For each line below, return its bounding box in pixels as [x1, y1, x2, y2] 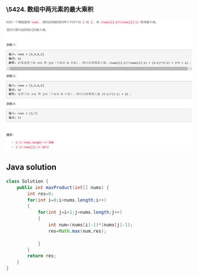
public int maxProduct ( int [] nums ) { [16, 184, 110, 190]
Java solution [6, 162, 57, 172]
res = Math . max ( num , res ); [48, 228, 107, 234]
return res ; [27, 253, 57, 259]
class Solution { [6, 178, 49, 184]
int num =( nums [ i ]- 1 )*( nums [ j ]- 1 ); [48, 222, 133, 228]
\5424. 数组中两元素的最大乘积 [6, 5, 94, 13]
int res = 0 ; [27, 191, 54, 197]
